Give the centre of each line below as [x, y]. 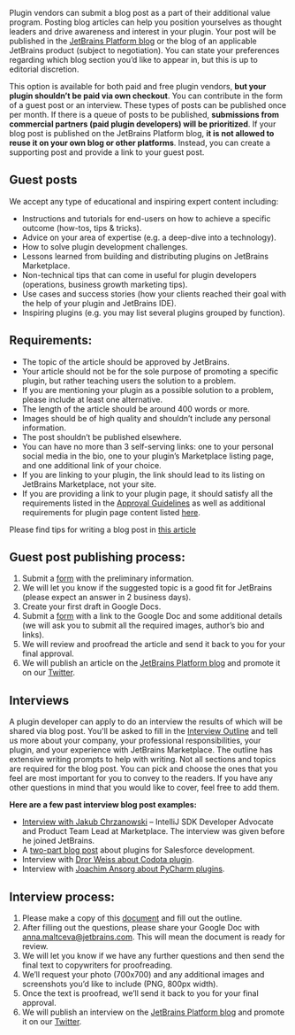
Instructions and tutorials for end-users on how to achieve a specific [146, 218]
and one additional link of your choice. [91, 465]
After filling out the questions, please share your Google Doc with [141, 928]
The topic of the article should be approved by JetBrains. [125, 361]
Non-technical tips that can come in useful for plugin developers [139, 274]
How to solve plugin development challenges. [105, 246]
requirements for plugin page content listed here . [111, 512]
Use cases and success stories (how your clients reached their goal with [154, 294]
